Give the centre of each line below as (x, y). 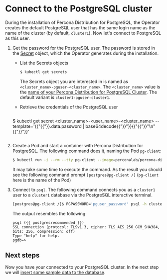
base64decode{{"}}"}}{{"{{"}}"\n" (120, 126)
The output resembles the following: (50, 213)
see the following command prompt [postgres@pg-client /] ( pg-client (85, 175)
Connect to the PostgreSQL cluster (79, 9)
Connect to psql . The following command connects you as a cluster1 (84, 189)
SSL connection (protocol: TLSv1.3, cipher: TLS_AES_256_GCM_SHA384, (86, 227)
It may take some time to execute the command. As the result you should (87, 169)
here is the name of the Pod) (42, 180)
